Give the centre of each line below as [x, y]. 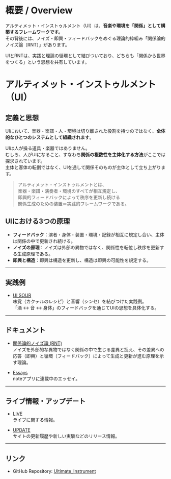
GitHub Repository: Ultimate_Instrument [54, 471]
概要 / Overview [39, 10]
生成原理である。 [35, 254]
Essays [20, 373]
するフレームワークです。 [36, 32]
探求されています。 [25, 161]
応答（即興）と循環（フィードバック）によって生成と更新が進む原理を [86, 356]
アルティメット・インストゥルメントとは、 [62, 184]
